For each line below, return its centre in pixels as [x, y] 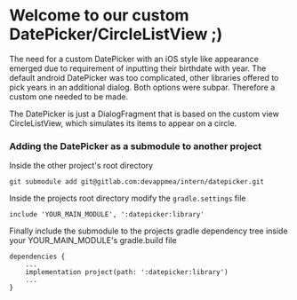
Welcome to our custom [99, 16]
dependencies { [37, 257]
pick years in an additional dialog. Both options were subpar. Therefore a [142, 87]
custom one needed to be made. [69, 96]
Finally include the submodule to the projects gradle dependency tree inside [148, 231]
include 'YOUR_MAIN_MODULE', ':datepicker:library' [107, 215]
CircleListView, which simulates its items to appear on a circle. [123, 123]
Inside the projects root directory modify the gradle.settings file [128, 198]
